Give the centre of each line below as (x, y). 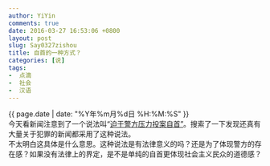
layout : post (30, 38)
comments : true (34, 23)
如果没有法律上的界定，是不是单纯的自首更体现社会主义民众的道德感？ (145, 154)
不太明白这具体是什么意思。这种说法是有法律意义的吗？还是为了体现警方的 (131, 144)
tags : (17, 68)
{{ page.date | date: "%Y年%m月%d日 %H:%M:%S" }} (99, 114)
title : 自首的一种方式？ (45, 53)
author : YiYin (32, 16)
